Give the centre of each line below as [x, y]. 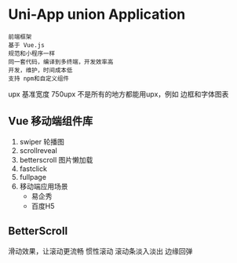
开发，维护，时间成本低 [40, 70]
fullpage [33, 177]
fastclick [33, 168]
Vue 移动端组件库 [51, 121]
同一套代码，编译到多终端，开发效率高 [61, 62]
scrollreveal [38, 150]
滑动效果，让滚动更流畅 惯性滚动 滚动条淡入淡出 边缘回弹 [100, 251]
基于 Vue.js [26, 45]
